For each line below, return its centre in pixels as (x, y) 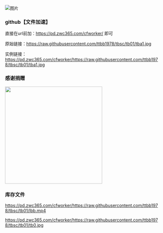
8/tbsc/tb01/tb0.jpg (24, 225)
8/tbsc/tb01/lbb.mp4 (25, 210)
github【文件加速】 (28, 22)
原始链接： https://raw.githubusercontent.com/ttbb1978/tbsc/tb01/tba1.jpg (78, 44)
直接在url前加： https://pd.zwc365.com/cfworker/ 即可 (59, 33)
